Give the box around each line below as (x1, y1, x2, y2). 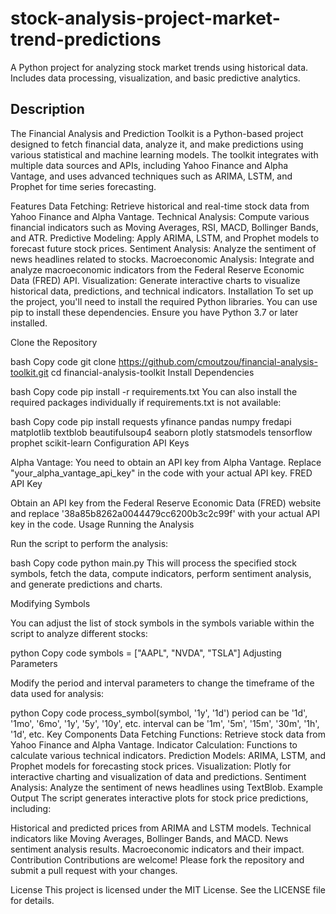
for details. (10, 894, 55, 906)
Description (10, 101, 85, 118)
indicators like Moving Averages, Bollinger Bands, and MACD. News (10, 832, 289, 844)
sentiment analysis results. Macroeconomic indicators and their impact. (10, 843, 305, 855)
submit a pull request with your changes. (10, 864, 178, 876)
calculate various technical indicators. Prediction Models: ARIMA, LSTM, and (10, 749, 326, 761)
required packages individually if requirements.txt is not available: (10, 396, 282, 408)
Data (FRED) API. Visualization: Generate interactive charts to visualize (10, 274, 301, 286)
